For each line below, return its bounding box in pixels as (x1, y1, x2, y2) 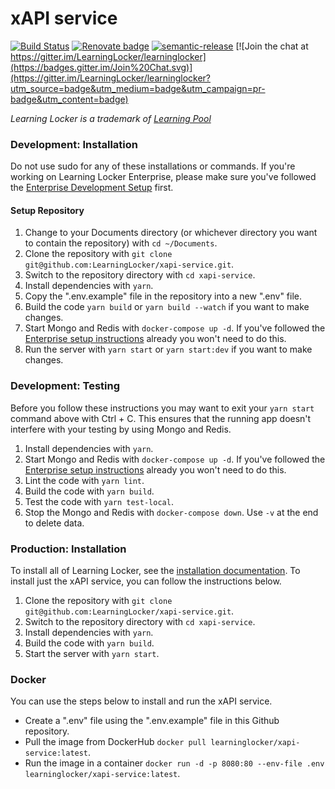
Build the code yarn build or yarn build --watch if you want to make (24, 301, 310, 313)
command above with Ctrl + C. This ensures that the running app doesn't (10, 412, 312, 424)
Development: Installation (10, 137, 139, 151)
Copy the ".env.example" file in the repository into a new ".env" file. (24, 290, 303, 302)
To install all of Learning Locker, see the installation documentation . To (10, 565, 301, 577)
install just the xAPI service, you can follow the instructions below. (10, 575, 282, 587)
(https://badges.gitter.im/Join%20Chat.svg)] (10, 61, 193, 73)
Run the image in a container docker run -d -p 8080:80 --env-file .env (24, 757, 325, 769)
